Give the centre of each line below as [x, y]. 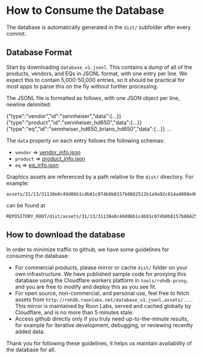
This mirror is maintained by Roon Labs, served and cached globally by [103, 306]
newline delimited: [29, 104]
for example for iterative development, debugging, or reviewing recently [104, 325]
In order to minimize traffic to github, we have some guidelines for [88, 249]
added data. [30, 331]
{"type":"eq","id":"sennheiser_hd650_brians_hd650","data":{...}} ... [89, 129]
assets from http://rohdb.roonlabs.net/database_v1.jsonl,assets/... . [104, 300]
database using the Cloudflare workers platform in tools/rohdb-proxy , [101, 280]
